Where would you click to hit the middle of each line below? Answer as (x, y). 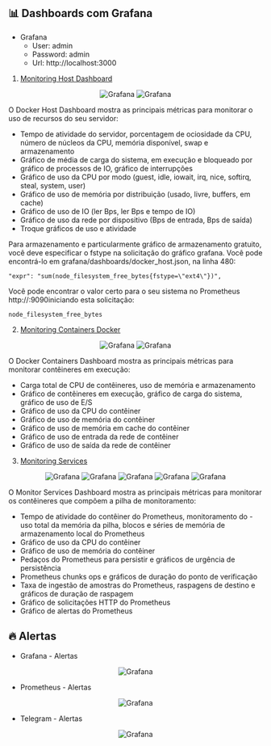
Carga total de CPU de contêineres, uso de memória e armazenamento (138, 385)
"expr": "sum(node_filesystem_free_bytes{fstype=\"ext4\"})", (115, 276)
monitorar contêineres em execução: (69, 369)
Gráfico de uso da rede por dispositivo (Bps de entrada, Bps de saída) (136, 220)
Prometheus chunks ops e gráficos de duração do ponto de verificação (139, 576)
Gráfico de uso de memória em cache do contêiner (105, 428)
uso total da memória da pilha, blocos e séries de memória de (123, 525)
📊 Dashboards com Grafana (81, 13)
